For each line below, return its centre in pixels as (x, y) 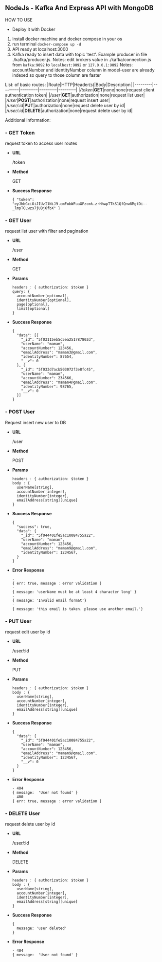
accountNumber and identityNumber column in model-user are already (83, 70)
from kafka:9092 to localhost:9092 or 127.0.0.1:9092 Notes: (72, 65)
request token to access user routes (41, 143)
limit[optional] (33, 309)
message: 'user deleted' (42, 928)
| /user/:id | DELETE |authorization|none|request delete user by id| (69, 110)
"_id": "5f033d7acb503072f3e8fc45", (58, 370)
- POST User (20, 412)
